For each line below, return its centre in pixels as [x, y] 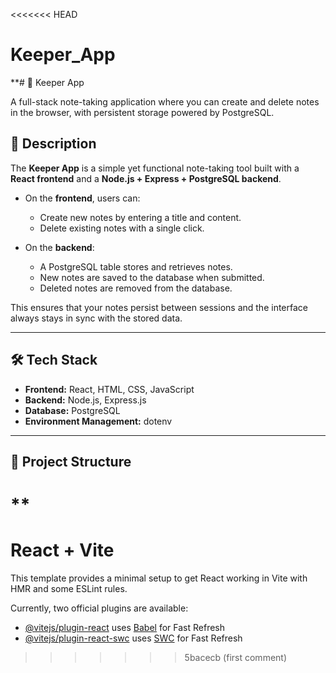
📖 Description [53, 144]
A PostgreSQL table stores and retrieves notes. [136, 266]
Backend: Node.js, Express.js [85, 400]
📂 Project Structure [71, 461]
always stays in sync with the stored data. [96, 318]
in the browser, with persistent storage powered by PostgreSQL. [142, 112]
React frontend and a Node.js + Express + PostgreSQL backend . [146, 178]
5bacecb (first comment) [236, 658]
